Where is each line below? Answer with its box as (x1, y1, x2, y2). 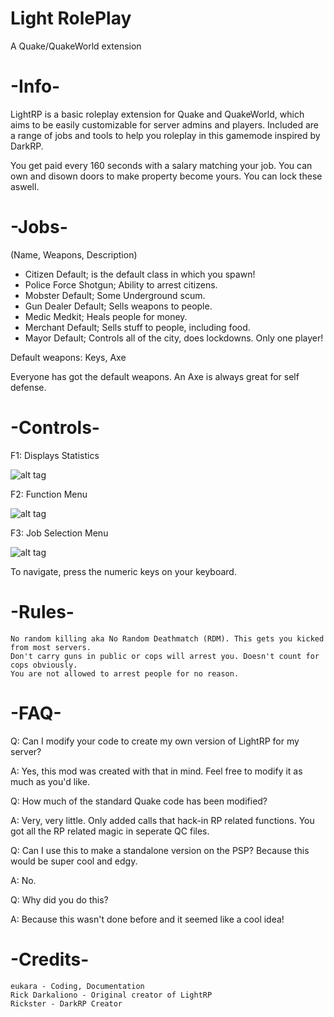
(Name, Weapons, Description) (10, 248, 138, 261)
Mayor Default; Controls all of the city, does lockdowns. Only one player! (24, 332, 324, 344)
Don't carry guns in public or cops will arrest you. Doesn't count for (10, 651, 320, 661)
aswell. (10, 180, 40, 192)
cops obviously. (10, 660, 78, 670)
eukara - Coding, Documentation (10, 981, 145, 991)
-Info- (10, 75, 61, 98)
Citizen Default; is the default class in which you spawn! (24, 268, 256, 280)
